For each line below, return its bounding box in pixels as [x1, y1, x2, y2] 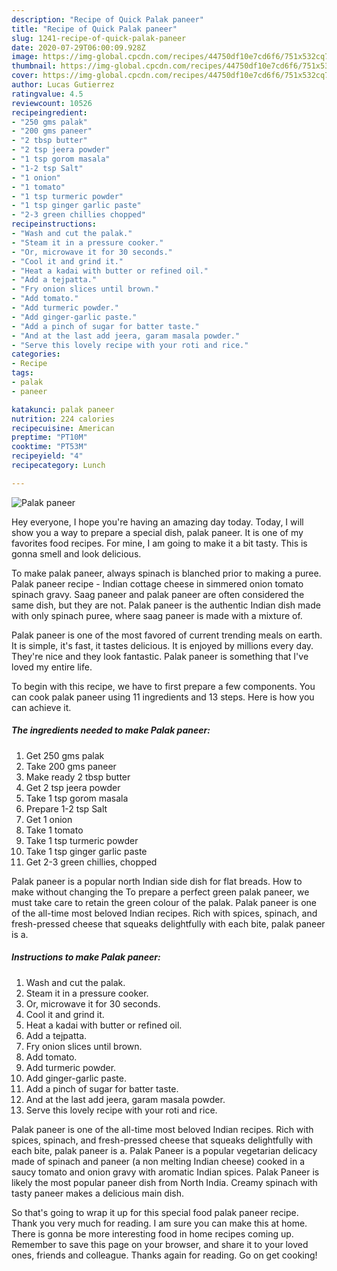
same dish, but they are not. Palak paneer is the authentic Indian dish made [11, 599, 321, 611]
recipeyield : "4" [11, 451, 84, 461]
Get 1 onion [25, 813, 73, 825]
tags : [11, 368, 34, 378]
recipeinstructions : [11, 219, 98, 230]
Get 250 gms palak [25, 749, 105, 761]
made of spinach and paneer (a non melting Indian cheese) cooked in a [11, 1155, 305, 1167]
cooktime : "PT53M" [11, 442, 88, 452]
